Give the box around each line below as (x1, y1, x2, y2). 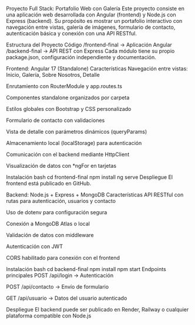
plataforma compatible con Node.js (6, 312, 92, 319)
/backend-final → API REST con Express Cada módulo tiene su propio (6, 48, 175, 55)
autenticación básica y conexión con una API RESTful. (6, 30, 137, 37)
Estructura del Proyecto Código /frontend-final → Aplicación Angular (6, 41, 172, 48)
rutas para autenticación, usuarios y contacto (6, 198, 116, 204)
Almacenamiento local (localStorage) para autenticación (6, 140, 142, 146)
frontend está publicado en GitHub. (6, 180, 92, 187)
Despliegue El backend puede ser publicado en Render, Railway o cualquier (6, 306, 189, 313)
